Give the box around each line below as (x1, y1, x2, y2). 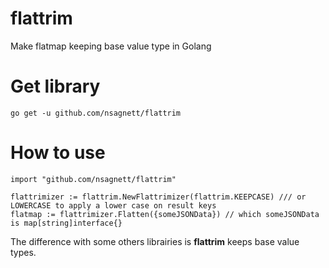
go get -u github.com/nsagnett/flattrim (10, 108, 182, 118)
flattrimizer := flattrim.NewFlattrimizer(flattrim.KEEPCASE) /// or (10, 192, 307, 202)
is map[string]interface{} (10, 218, 123, 228)
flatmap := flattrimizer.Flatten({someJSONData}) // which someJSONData (10, 209, 320, 219)
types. (10, 246, 37, 258)
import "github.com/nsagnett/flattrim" (10, 174, 177, 184)
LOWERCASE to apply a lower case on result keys (10, 200, 217, 211)
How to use (10, 142, 106, 164)
